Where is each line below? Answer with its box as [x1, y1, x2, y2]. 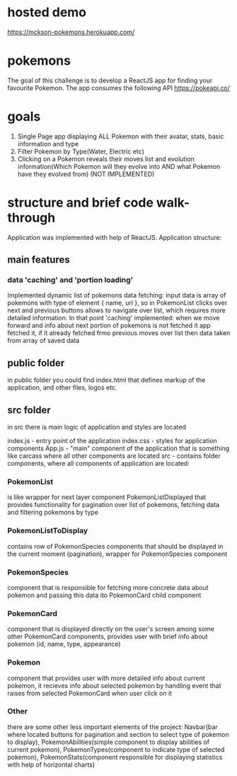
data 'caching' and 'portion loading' [7, 275, 134, 285]
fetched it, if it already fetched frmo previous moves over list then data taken [7, 329, 231, 337]
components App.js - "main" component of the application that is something [7, 444, 230, 453]
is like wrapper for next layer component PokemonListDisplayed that [7, 493, 207, 501]
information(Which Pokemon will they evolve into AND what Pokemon [17, 162, 221, 170]
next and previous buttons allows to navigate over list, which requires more [7, 306, 226, 315]
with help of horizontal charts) [7, 760, 96, 769]
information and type [17, 139, 79, 148]
